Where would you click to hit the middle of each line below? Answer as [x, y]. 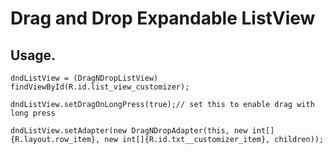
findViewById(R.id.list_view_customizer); [100, 87]
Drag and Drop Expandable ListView [163, 18]
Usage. [33, 55]
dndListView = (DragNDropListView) [84, 78]
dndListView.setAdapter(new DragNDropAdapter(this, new [129, 131]
